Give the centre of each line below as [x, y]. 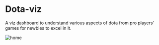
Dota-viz [24, 9]
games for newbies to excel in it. [38, 28]
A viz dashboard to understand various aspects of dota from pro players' [80, 23]
